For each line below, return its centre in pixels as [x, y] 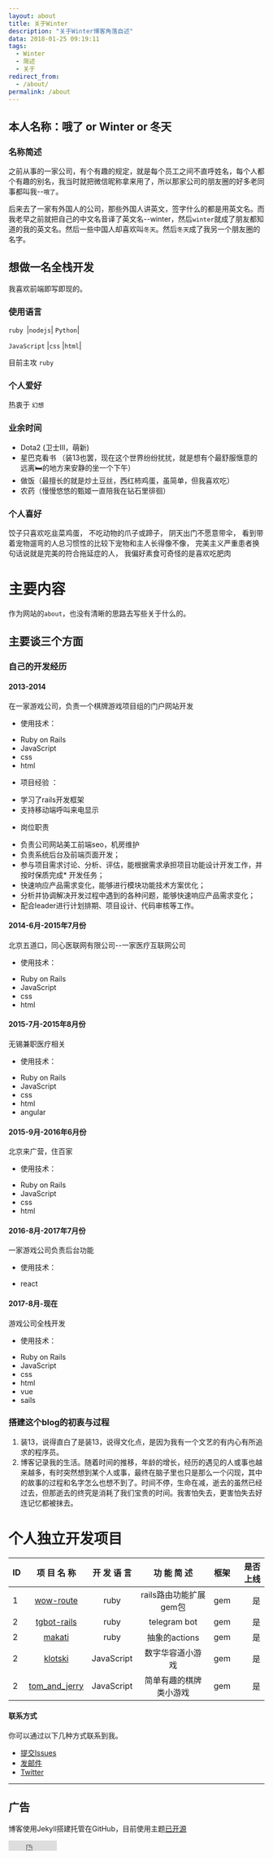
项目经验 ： [39, 782]
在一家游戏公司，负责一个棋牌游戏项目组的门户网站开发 [101, 706]
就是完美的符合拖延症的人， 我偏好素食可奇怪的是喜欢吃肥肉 [130, 554]
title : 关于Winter [38, 24]
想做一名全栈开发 [51, 267]
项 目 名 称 [56, 1572]
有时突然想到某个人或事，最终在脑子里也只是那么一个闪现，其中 [155, 1472]
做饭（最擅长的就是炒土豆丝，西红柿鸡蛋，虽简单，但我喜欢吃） [127, 480]
